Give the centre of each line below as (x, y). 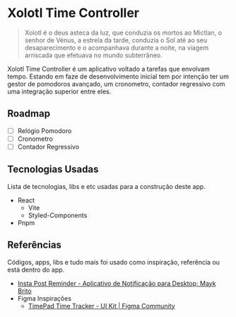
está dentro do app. (36, 270)
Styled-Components (58, 215)
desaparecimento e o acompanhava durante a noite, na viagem (117, 47)
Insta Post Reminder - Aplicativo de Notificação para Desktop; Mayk (117, 283)
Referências (35, 245)
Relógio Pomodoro (45, 131)
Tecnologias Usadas (53, 169)
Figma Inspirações (45, 298)
